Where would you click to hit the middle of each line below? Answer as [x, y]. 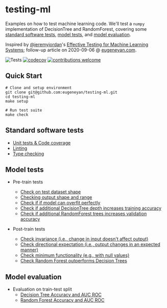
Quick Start [24, 76]
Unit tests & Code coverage [42, 142]
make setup [17, 101]
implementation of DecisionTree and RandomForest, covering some [76, 29]
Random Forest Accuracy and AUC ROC [62, 300]
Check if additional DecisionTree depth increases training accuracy [91, 208]
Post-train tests [29, 229]
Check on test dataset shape [51, 192]
